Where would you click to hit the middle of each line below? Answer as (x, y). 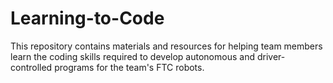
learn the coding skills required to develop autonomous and (132, 56)
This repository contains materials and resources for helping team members (166, 46)
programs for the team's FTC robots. (129, 67)
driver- (271, 56)
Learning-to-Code (87, 18)
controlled (31, 67)
